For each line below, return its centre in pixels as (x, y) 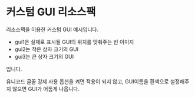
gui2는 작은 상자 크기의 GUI (47, 49)
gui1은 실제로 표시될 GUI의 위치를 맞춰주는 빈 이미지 (74, 42)
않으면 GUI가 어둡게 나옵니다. (46, 89)
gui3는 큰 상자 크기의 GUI (44, 56)
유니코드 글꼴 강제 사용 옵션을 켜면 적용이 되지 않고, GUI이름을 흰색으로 (87, 81)
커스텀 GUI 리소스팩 (51, 12)
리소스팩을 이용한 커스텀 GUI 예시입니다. (52, 29)
